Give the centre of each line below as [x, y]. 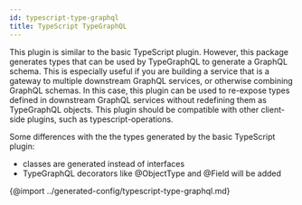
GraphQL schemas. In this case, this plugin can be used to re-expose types [150, 90]
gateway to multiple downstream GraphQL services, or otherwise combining [151, 80]
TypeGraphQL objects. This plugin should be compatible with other [134, 109]
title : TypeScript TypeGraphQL [68, 26]
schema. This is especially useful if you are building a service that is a [139, 71]
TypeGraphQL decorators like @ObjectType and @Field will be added [152, 173]
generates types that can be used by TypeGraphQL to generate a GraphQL [148, 61]
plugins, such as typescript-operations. [100, 119]
